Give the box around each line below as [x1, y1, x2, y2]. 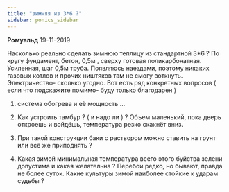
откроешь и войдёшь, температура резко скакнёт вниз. [17, 120, 184, 128]
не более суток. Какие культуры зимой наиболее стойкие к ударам [17, 169, 219, 177]
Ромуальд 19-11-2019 [7, 35, 71, 44]
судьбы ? [17, 176, 44, 184]
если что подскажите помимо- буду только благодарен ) [7, 86, 177, 94]
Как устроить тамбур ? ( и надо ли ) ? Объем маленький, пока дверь [17, 112, 222, 121]
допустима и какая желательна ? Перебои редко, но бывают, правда [17, 162, 223, 170]
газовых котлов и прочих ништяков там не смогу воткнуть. [7, 71, 183, 80]
